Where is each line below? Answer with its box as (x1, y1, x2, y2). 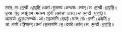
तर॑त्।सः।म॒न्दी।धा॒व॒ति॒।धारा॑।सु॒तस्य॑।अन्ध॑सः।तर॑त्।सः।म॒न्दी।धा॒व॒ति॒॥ (5, 5, 118, 10)
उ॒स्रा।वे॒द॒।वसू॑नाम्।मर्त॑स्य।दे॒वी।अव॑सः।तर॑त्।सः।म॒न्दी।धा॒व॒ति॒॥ (5, 10, 107, 16)
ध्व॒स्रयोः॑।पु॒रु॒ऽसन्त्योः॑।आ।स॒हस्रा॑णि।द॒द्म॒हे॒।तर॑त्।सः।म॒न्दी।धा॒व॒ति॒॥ (5, 16, 110, 22)
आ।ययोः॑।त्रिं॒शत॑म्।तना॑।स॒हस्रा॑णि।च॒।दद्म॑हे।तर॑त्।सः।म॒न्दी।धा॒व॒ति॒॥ (5, 21, 114, 27)
